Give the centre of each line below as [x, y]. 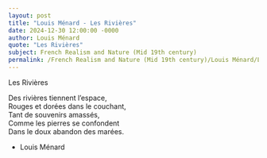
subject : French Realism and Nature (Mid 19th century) [103, 52]
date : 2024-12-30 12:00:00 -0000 [64, 30]
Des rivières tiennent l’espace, [58, 98]
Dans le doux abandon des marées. [66, 131]
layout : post [30, 15]
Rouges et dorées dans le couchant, [68, 106]
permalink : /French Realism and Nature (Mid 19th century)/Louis [118, 60]
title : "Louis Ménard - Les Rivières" [72, 23]
